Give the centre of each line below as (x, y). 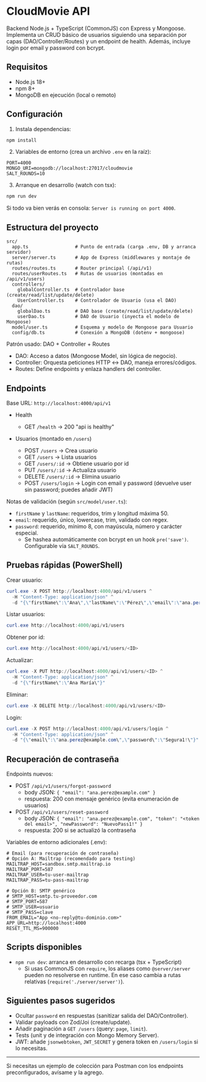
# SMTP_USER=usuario (33, 907)
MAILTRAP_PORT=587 (30, 870)
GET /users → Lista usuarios (60, 457)
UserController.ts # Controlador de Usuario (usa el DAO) (97, 301)
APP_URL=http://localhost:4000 (46, 923)
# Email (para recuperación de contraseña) (63, 853)
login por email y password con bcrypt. (56, 48)
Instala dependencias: (43, 129)
